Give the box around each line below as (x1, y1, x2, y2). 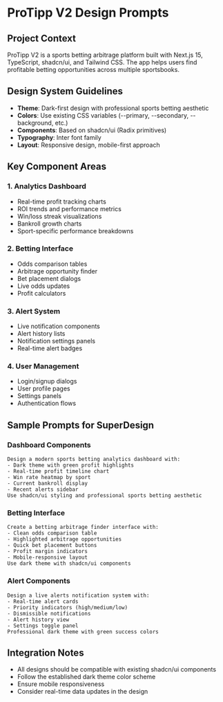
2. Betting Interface (7, 244, 74, 253)
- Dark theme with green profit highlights (7, 462, 135, 469)
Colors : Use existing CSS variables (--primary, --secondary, (17, 111, 188, 119)
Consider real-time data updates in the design (17, 687, 148, 696)
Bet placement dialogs (17, 274, 81, 282)
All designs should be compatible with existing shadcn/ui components (17, 665, 216, 674)
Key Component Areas (7, 161, 107, 172)
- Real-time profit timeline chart (7, 468, 110, 475)
